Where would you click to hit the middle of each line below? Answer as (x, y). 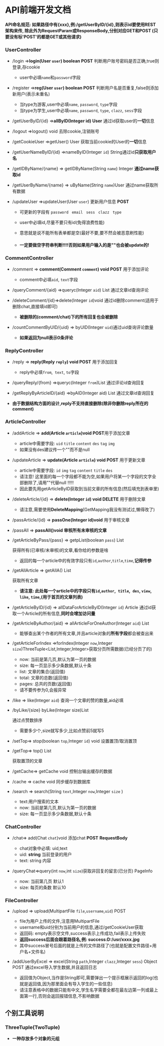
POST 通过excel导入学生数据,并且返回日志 (55, 967)
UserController (23, 49)
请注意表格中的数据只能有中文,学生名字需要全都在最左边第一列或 (84, 990)
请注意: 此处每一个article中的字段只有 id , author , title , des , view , (85, 591)
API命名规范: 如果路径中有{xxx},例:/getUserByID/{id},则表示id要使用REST (81, 24)
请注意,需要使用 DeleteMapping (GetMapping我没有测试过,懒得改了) (87, 509)
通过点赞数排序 (27, 720)
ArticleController (26, 422)
